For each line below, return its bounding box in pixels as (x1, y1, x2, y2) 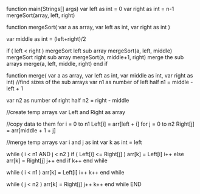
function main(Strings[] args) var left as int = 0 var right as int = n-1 (6, 5, 174, 12)
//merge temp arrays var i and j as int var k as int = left (6, 138, 142, 146)
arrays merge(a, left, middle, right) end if (6, 60, 108, 67)
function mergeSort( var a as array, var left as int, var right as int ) (6, 24, 170, 31)
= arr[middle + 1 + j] (6, 127, 56, 134)
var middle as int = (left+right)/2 (6, 35, 86, 42)
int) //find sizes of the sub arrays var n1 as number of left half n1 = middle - (6, 79, 193, 85)
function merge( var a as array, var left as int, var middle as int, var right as (6, 72, 193, 79)
